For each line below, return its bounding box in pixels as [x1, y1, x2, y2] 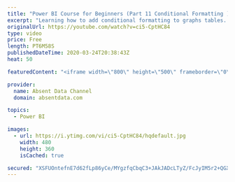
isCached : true [20, 152, 64, 159]
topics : [7, 106, 30, 114]
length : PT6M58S [7, 43, 55, 50]
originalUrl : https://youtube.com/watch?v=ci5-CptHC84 [7, 23, 171, 30]
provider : [7, 81, 36, 88]
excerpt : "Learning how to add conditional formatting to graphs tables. [7, 17, 227, 24]
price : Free [7, 36, 42, 43]
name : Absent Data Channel [13, 87, 92, 94]
